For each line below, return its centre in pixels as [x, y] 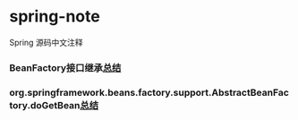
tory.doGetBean [45, 105]
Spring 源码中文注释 [46, 42]
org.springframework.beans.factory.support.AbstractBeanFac [149, 92]
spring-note [55, 17]
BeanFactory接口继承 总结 [65, 67]
